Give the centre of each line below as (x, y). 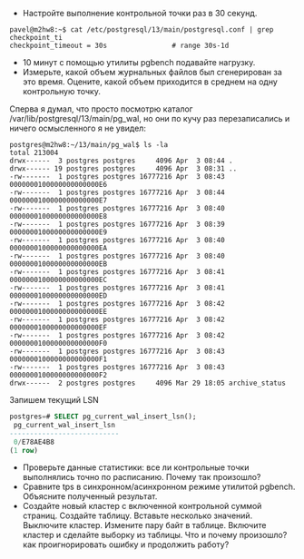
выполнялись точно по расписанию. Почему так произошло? (142, 477)
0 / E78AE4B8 (34, 442)
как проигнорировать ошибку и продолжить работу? (126, 544)
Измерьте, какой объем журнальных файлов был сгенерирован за (152, 72)
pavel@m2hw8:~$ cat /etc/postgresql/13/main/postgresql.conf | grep (142, 30)
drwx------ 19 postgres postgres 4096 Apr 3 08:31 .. (123, 169)
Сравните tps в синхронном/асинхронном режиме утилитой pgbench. (159, 487)
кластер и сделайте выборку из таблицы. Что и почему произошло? (155, 535)
